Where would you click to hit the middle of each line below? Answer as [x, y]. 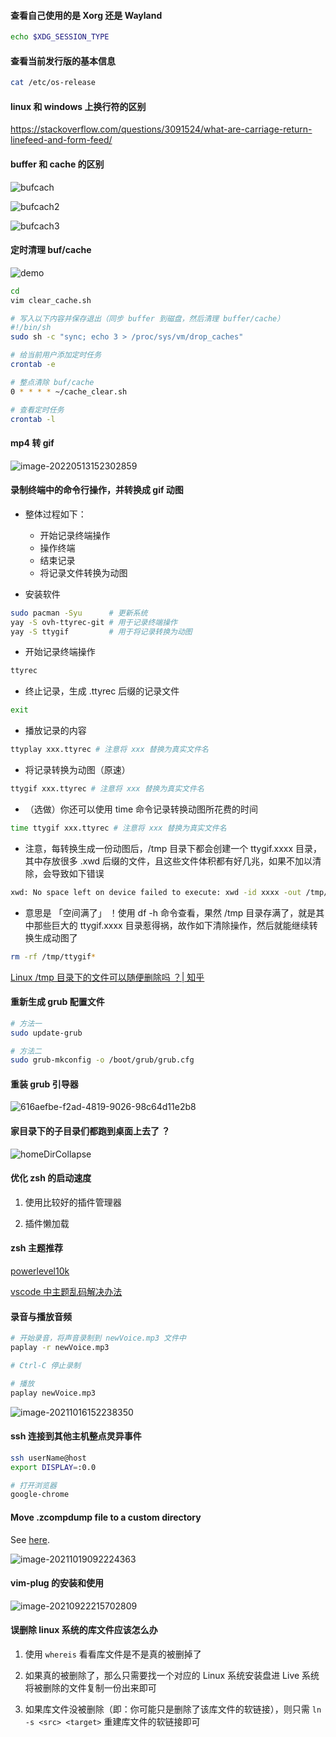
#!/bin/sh [31, 328]
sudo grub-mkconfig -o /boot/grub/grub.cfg [102, 1060]
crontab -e [33, 365]
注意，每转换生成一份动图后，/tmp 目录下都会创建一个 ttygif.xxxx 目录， [173, 848]
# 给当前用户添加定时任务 [56, 355]
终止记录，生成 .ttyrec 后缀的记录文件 [102, 691]
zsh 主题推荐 [36, 1248]
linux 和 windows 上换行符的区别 [78, 106]
